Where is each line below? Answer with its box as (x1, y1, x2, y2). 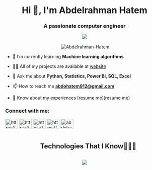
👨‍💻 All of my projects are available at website (12, 63, 106, 69)
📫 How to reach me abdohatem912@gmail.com (12, 83, 115, 90)
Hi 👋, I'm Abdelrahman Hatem (22, 5, 147, 16)
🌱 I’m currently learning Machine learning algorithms (12, 54, 124, 60)
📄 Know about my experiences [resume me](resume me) (12, 95, 130, 101)
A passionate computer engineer (43, 23, 126, 30)
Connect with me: (5, 108, 50, 115)
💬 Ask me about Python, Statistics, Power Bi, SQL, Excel (12, 73, 131, 79)
